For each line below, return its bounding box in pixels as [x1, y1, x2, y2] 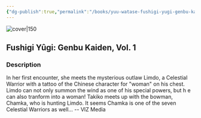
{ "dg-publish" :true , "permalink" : [6, 8, 90, 15]
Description [6, 60, 41, 69]
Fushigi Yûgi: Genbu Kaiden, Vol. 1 [6, 43, 136, 53]
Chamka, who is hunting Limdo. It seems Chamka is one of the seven [6, 99, 176, 107]
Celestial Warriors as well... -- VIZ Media [6, 106, 106, 113]
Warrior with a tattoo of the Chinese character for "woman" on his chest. [6, 80, 185, 87]
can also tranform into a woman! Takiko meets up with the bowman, [6, 93, 173, 101]
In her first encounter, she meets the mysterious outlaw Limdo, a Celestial [6, 74, 188, 81]
